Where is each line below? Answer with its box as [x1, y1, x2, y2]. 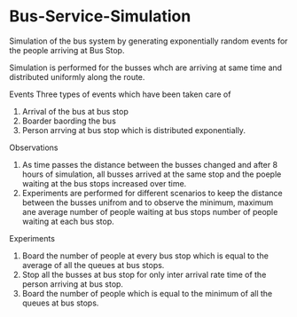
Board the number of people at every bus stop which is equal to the [21, 250, 269, 261]
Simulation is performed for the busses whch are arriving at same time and [9, 62, 282, 73]
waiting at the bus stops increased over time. [21, 178, 187, 188]
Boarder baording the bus [21, 115, 117, 126]
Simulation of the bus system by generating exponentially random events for [9, 36, 288, 46]
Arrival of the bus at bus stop [21, 106, 129, 116]
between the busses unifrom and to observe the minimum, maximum [21, 197, 274, 208]
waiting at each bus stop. [21, 216, 115, 226]
